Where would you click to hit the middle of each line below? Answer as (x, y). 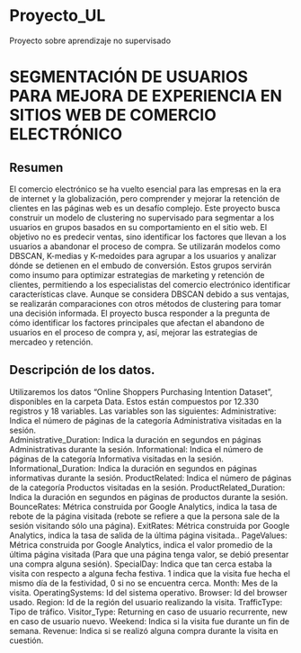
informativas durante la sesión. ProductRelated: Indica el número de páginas (150, 478)
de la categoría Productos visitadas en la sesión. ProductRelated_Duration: (147, 488)
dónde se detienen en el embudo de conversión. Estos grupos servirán (141, 265)
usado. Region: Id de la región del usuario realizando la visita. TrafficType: (146, 602)
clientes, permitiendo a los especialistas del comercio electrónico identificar (150, 284)
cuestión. (27, 640)
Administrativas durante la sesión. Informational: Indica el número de (136, 449)
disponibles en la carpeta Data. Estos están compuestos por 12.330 (134, 401)
